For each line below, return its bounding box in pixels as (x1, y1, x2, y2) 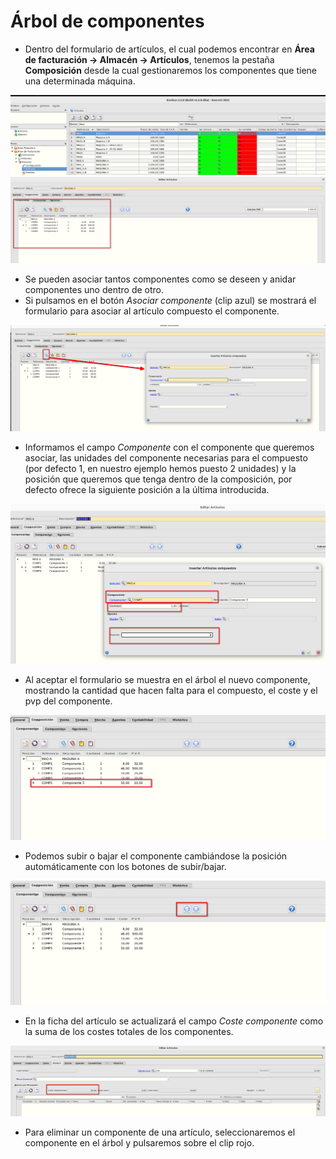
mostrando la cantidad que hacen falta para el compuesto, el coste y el (24, 685, 318, 697)
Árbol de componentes (10, 10, 205, 33)
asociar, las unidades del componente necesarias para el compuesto (24, 452, 308, 464)
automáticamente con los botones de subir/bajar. (24, 860, 227, 872)
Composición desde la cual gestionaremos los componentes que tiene (24, 64, 318, 76)
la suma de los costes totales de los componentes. (24, 1026, 234, 1038)
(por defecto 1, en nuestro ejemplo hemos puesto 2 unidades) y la (24, 463, 297, 474)
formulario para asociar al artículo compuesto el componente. (24, 305, 280, 317)
